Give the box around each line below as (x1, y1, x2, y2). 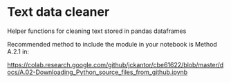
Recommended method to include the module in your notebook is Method (7, 40, 218, 48)
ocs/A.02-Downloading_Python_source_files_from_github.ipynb (7, 68, 188, 76)
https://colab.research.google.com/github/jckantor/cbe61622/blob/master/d (7, 60, 224, 69)
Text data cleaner (7, 4, 110, 20)
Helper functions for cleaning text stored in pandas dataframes (7, 27, 187, 35)
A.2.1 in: (7, 47, 30, 56)
